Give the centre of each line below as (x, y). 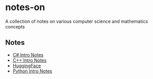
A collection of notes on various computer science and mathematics (77, 21)
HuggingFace (27, 65)
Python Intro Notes (32, 71)
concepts (15, 26)
